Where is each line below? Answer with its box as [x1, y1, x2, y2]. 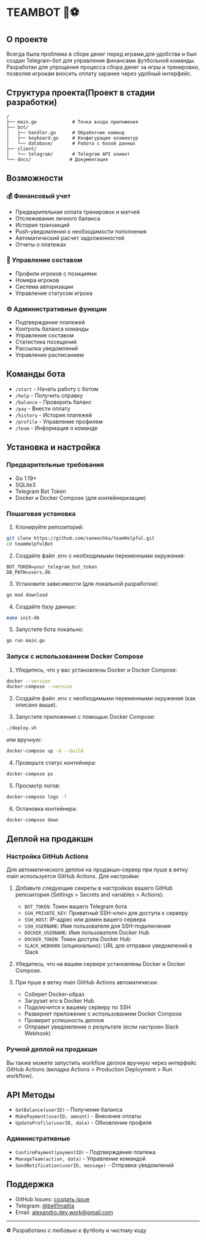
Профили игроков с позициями [15, 270, 97, 277]
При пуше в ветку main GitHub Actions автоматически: [15, 979, 158, 986]
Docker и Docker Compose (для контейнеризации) [15, 494, 146, 501]
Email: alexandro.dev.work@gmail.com [15, 1208, 113, 1215]
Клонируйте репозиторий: [15, 523, 84, 530]
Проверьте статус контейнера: [15, 759, 97, 767]
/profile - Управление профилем [15, 418, 103, 425]
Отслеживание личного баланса [15, 215, 101, 222]
